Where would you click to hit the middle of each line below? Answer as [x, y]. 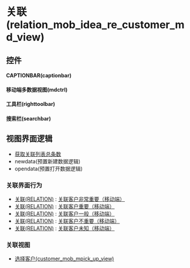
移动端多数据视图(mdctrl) [37, 90]
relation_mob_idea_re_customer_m [97, 25]
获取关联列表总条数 [38, 154]
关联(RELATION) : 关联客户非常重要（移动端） [69, 199]
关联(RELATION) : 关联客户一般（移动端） [65, 214]
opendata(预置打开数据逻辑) [49, 169]
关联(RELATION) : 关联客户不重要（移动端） [67, 221]
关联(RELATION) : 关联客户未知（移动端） [65, 228]
